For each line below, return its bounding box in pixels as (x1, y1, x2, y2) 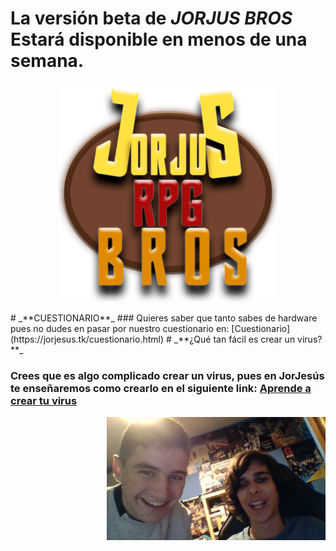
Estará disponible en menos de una (10, 28, 308, 51)
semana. (10, 50, 85, 72)
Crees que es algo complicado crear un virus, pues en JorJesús (10, 368, 325, 382)
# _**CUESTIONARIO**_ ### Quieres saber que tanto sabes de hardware (10, 312, 318, 324)
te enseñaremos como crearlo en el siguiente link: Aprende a (10, 381, 312, 395)
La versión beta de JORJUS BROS (10, 7, 293, 30)
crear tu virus (10, 393, 78, 407)
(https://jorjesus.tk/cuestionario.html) (10, 333, 165, 345)
